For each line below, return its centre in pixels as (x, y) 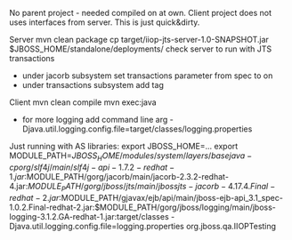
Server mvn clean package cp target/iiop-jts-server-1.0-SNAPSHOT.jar (139, 40)
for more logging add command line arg (95, 120)
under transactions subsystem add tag (93, 85)
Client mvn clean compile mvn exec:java (83, 102)
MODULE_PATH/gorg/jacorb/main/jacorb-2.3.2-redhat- (128, 176)
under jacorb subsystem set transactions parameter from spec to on (147, 76)
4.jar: (19, 186)
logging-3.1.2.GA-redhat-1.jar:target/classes (89, 216)
